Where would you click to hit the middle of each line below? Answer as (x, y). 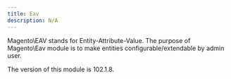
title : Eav (23, 14)
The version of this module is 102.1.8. (61, 69)
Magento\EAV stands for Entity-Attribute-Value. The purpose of (99, 40)
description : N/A (33, 20)
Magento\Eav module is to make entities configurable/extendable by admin (116, 48)
